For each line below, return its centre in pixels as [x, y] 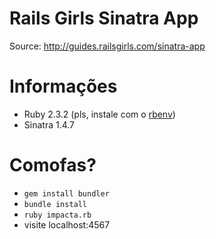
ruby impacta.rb [57, 215]
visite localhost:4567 [67, 224]
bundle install [55, 204]
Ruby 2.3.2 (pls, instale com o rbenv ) [99, 114]
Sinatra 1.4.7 [49, 124]
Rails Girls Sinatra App [104, 18]
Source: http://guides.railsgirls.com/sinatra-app [107, 46]
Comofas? [53, 165]
